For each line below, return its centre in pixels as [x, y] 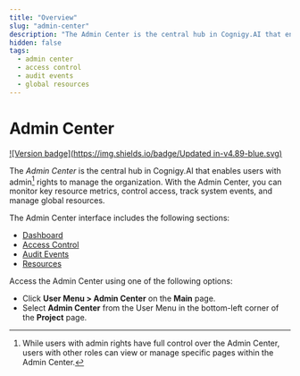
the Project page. [54, 318]
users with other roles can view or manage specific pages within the [148, 353]
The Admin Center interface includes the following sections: [120, 218]
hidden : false [36, 43]
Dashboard [43, 235]
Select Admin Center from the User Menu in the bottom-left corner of [150, 308]
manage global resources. [57, 201]
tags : [19, 51]
